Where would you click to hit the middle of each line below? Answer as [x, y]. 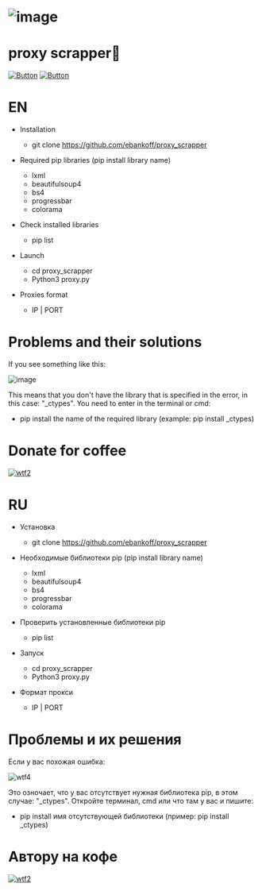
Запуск [32, 653]
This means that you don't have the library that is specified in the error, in [128, 395]
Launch [32, 256]
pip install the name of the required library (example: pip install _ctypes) [137, 418]
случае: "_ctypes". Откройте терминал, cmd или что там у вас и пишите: [131, 800]
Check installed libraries [59, 225]
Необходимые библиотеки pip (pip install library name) [112, 557]
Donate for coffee [67, 451]
